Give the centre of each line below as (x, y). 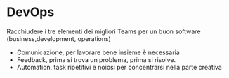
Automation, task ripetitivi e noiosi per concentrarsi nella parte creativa (119, 67)
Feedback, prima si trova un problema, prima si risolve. (96, 59)
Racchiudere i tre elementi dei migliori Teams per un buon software (104, 31)
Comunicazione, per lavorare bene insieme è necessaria (98, 52)
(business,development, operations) (59, 38)
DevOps (31, 12)
